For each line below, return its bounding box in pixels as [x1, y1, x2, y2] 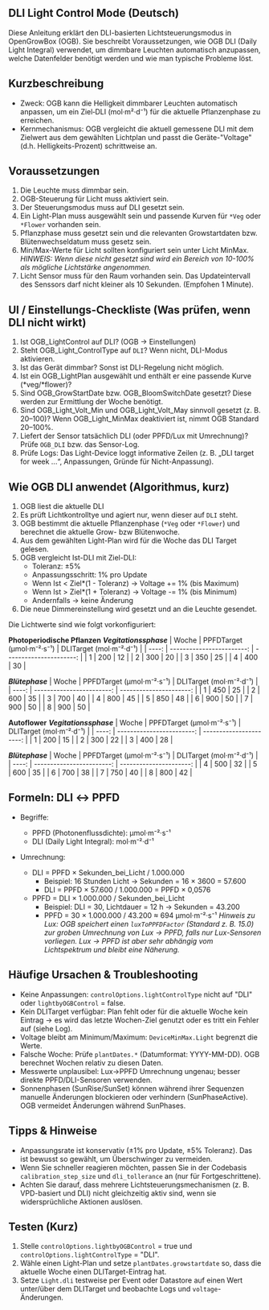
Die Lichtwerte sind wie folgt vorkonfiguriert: [8, 620, 157, 630]
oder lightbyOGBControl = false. [19, 998, 126, 1007]
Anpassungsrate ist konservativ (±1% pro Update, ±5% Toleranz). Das [19, 1145, 253, 1155]
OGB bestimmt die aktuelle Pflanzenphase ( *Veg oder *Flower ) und [19, 519, 240, 528]
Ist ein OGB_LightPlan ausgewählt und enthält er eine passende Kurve [19, 371, 251, 381]
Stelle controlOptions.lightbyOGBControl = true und [19, 1242, 193, 1251]
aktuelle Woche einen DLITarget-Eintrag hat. [19, 1267, 167, 1277]
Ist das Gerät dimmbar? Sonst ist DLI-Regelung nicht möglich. [19, 362, 224, 373]
